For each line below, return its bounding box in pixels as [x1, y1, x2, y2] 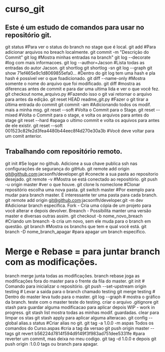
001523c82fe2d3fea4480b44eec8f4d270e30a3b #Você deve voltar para [5, 128, 155, 134]
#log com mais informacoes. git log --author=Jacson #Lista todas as [5, 60, 145, 65]
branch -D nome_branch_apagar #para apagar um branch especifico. [5, 229, 146, 235]
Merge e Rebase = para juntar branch [5, 246, 160, 257]
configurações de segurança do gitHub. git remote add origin [5, 165, 130, 171]
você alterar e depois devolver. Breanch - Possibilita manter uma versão [5, 207, 152, 213]
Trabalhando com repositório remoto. [5, 147, 123, 156]
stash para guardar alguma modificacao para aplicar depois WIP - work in [5, 304, 155, 310]
